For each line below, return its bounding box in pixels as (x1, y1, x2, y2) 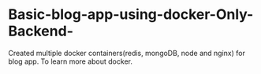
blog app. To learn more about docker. (8, 57, 132, 66)
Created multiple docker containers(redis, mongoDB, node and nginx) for (8, 48, 246, 57)
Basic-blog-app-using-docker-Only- (8, 6, 254, 24)
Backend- (8, 22, 73, 40)
